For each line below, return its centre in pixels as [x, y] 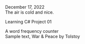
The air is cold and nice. [30, 12]
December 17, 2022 [25, 7]
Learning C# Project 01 [28, 22]
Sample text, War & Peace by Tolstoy [42, 36]
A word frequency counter [32, 31]
